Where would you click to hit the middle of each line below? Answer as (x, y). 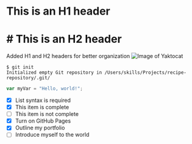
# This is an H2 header (64, 39)
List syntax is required (43, 100)
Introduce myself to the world (52, 135)
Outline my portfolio (40, 128)
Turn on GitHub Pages (43, 121)
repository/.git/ (28, 78)
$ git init (20, 67)
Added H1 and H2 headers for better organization (68, 56)
